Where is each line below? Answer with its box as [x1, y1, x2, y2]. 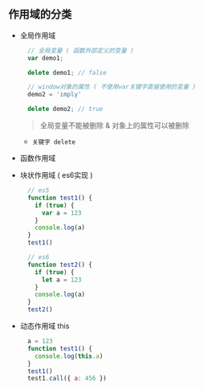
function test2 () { [27, 261, 93, 269]
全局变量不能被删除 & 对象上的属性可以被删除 [39, 121, 190, 130]
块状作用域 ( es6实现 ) [19, 170, 94, 180]
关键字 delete [31, 138, 76, 146]
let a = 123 [41, 276, 82, 284]
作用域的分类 [8, 7, 72, 22]
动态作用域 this [19, 321, 70, 331]
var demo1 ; [27, 54, 64, 62]
